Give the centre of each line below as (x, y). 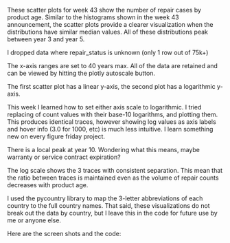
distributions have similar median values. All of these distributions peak (107, 32)
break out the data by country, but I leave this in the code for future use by (112, 213)
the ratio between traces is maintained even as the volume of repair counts (113, 178)
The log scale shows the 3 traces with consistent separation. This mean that (115, 170)
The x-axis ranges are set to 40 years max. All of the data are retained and (113, 66)
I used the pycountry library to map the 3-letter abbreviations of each (105, 198)
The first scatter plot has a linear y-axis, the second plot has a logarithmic (111, 86)
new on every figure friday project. (56, 136)
